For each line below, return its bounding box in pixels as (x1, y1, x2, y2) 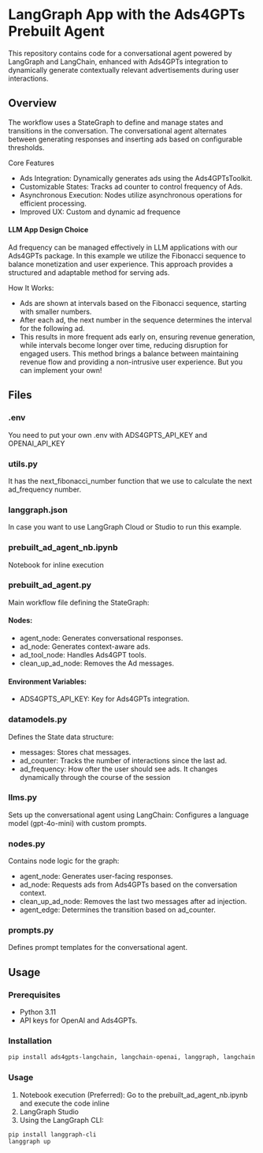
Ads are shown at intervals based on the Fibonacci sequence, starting (19, 298, 246, 307)
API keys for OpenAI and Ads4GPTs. (19, 1015, 138, 1025)
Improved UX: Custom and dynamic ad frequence (19, 207, 181, 217)
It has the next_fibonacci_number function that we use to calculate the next (8, 476, 252, 485)
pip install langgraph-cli (8, 1130, 97, 1139)
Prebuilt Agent (8, 22, 105, 40)
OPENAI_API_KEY (8, 439, 65, 448)
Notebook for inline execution (8, 560, 104, 570)
